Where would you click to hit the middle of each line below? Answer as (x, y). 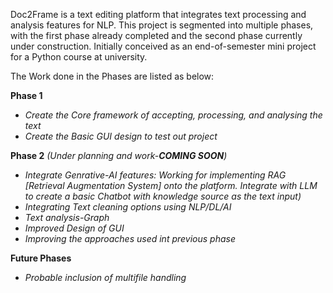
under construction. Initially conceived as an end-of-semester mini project (163, 46)
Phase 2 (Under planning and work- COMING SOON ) (119, 155)
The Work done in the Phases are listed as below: (112, 76)
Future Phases (41, 258)
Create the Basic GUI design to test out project (121, 136)
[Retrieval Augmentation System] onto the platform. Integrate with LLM (171, 185)
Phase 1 (26, 95)
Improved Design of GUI (74, 228)
